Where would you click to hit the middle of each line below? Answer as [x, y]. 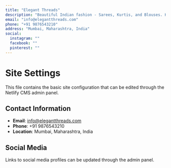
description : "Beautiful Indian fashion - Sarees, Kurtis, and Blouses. [84, 15]
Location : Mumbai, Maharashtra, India [53, 132]
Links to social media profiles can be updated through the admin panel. [80, 160]
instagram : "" [25, 39]
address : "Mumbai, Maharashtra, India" [48, 29]
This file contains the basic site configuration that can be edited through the [85, 87]
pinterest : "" [25, 48]
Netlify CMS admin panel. [32, 93]
